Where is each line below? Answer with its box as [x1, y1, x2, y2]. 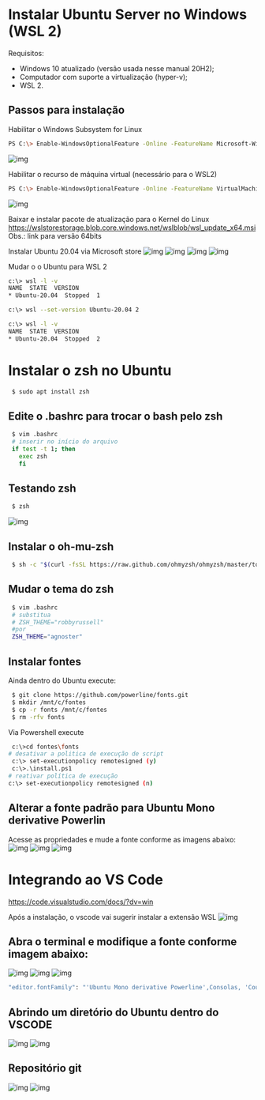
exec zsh [18, 452, 47, 460]
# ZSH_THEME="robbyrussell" [11, 618, 104, 626]
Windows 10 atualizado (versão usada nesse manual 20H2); [19, 63, 215, 73]
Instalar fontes [8, 654, 81, 669]
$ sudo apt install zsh [11, 387, 90, 396]
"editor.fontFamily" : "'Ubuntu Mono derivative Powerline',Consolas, [8, 984, 242, 992]
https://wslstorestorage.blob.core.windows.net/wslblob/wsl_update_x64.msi [8, 223, 256, 232]
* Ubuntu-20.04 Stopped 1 [8, 292, 101, 299]
